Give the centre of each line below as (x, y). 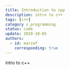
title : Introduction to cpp (35, 10)
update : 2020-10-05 (26, 34)
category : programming (31, 24)
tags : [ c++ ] (18, 19)
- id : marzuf (24, 43)
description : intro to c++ (34, 15)
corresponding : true (36, 48)
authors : (15, 39)
